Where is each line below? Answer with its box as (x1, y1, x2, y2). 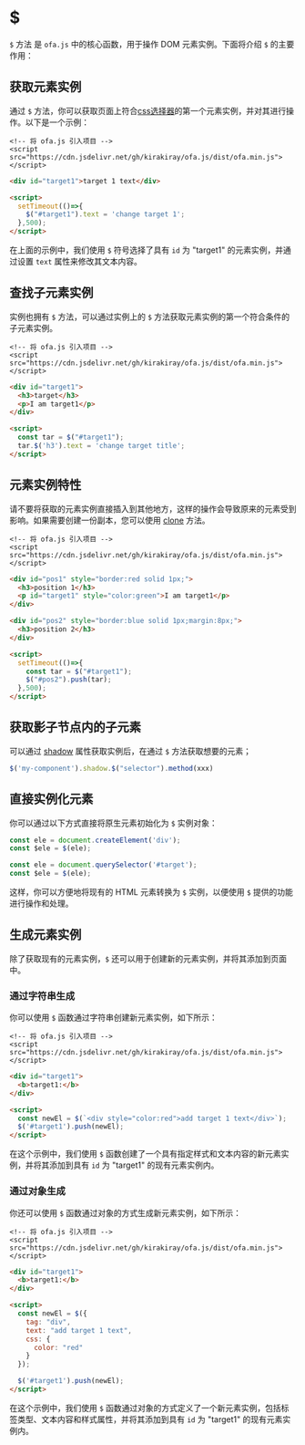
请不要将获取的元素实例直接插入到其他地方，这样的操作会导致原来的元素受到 (9, 503, 297, 514)
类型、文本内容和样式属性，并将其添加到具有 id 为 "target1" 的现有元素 (16, 1413, 283, 1425)
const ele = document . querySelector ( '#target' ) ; (9, 860, 198, 869)
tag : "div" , (25, 1317, 71, 1326)
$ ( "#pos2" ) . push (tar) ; (25, 675, 112, 684)
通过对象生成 (9, 1185, 66, 1198)
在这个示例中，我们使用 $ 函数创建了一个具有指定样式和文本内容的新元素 (9, 1149, 282, 1159)
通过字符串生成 (9, 989, 76, 1002)
